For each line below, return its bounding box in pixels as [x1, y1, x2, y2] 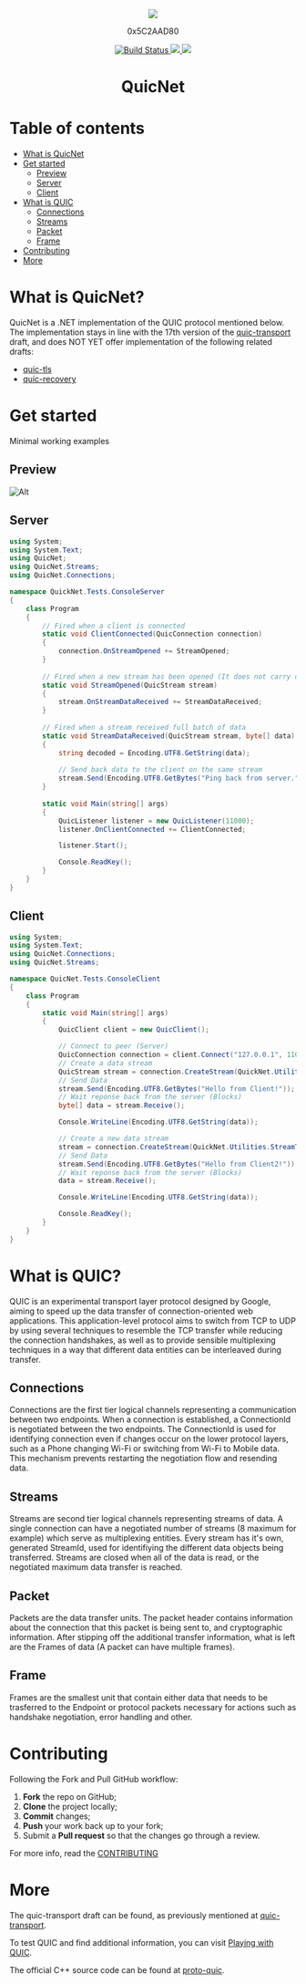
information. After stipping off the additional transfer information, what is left [9, 1632, 296, 1643]
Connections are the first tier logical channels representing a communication [9, 1405, 297, 1416]
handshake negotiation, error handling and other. [9, 1711, 193, 1722]
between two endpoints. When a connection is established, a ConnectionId [9, 1414, 291, 1425]
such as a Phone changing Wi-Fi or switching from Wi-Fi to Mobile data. [9, 1443, 280, 1454]
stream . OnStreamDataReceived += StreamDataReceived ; [57, 698, 262, 707]
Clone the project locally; [22, 1801, 118, 1812]
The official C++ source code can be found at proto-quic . [9, 1964, 225, 1975]
